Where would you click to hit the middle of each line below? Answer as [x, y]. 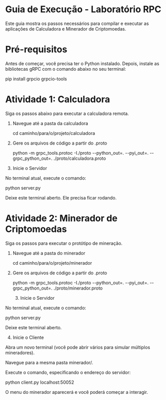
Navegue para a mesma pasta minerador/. [49, 362]
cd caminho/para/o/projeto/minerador [52, 263]
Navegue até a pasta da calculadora [50, 123]
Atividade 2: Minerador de [61, 218]
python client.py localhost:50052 [40, 382]
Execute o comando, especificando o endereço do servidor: [68, 372]
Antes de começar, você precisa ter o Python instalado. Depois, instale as [82, 63]
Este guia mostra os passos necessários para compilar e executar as [77, 23]
